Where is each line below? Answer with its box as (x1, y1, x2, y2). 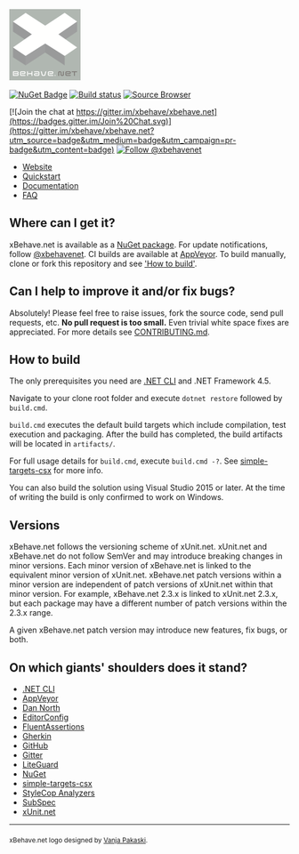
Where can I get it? (9, 215, 116, 230)
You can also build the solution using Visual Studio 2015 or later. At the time (9, 482, 286, 493)
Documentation (21, 181, 79, 190)
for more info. (53, 465, 104, 476)
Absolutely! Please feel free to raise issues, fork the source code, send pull (9, 307, 284, 318)
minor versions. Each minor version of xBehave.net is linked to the (9, 560, 252, 571)
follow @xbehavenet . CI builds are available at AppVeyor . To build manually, (9, 248, 287, 259)
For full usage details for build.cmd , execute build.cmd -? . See (9, 455, 238, 466)
